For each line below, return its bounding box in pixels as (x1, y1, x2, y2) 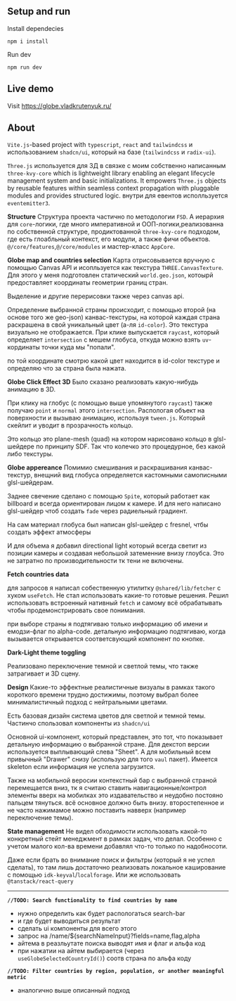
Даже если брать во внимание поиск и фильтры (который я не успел (7, 855, 216, 864)
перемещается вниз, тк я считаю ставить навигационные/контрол (7, 784, 207, 792)
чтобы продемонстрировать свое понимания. (7, 606, 145, 614)
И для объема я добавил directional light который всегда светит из (7, 541, 207, 550)
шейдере (7, 442, 35, 451)
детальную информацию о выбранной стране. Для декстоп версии (7, 740, 209, 749)
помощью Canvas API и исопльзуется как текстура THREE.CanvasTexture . (7, 264, 223, 272)
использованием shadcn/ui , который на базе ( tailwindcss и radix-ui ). (7, 148, 216, 157)
